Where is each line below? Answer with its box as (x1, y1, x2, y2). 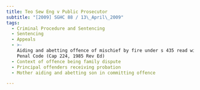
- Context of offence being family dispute (11, 58, 121, 64)
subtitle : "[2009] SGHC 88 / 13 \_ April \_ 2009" (6, 14, 124, 20)
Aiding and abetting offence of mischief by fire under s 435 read (17, 48, 187, 54)
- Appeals (11, 36, 36, 42)
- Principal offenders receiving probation (11, 64, 121, 70)
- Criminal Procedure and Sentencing (11, 25, 105, 32)
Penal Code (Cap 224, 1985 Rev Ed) (17, 53, 105, 59)
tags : (6, 20, 20, 26)
